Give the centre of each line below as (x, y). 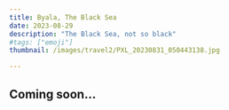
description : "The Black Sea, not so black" (93, 34)
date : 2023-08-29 (41, 26)
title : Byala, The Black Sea (63, 17)
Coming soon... (53, 94)
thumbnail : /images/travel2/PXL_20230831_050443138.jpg (114, 51)
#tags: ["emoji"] (41, 42)
